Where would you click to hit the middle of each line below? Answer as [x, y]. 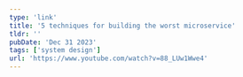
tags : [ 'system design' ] [55, 50]
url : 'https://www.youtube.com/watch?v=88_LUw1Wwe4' [109, 58]
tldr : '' [25, 34]
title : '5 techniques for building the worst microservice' [123, 26]
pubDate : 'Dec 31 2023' [53, 42]
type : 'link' [33, 17]
